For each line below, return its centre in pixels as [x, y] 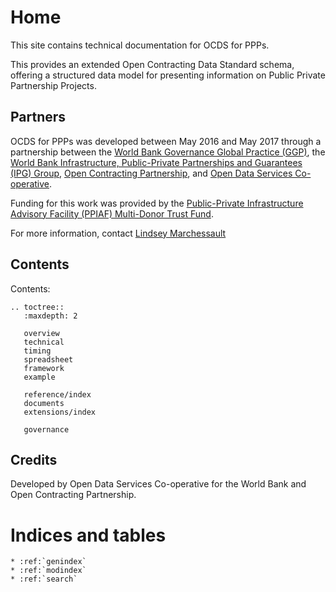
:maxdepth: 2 [50, 316]
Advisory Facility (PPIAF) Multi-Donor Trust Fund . [112, 213]
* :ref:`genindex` [48, 562]
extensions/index [60, 412]
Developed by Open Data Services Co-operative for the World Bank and [158, 484]
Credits [34, 459]
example [39, 377]
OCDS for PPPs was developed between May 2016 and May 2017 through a [166, 141]
